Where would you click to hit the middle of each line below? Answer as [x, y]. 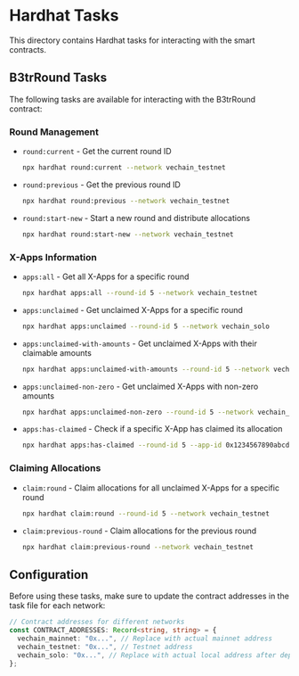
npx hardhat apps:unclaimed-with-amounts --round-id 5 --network [145, 369]
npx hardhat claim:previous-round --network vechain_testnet [138, 547]
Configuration [49, 575]
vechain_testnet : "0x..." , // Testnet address [105, 647]
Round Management [54, 132]
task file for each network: [57, 606]
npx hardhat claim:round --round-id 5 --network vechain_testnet [145, 514]
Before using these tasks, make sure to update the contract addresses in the [149, 596]
